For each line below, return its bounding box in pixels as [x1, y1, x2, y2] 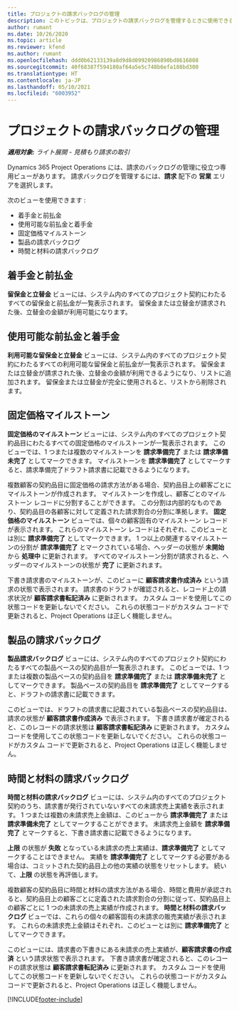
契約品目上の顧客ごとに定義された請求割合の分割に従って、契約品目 [26, 895, 225, 903]
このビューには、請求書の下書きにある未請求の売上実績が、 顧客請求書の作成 [7, 945, 232, 954]
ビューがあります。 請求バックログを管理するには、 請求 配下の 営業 [13, 172, 212, 180]
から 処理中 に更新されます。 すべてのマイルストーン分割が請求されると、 [7, 552, 223, 560]
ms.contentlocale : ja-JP [7, 76, 81, 84]
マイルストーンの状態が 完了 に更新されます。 [31, 560, 166, 569]
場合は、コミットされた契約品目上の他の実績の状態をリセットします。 [7, 862, 213, 870]
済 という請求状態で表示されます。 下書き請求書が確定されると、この [7, 954, 210, 963]
